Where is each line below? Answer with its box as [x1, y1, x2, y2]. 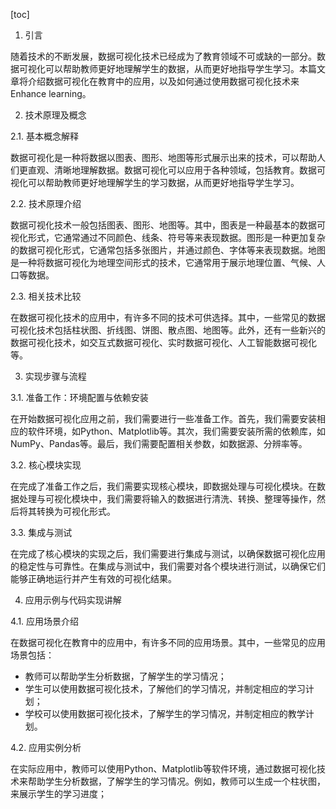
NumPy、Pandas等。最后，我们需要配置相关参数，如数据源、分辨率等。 [10, 438, 308, 449]
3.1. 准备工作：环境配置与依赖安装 [10, 392, 149, 403]
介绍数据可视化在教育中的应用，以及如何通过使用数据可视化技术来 [27, 75, 300, 87]
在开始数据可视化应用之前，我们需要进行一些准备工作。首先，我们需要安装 [10, 413, 317, 424]
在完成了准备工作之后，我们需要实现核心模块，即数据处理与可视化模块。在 [10, 480, 317, 492]
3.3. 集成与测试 [10, 527, 73, 538]
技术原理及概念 [24, 109, 87, 121]
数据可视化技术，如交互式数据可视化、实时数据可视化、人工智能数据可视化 [10, 337, 317, 348]
